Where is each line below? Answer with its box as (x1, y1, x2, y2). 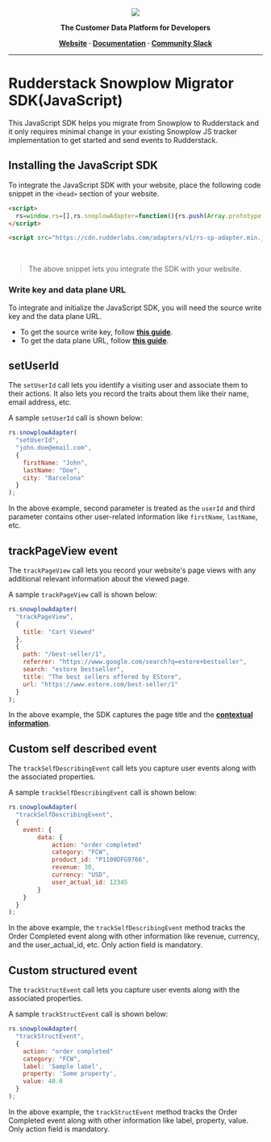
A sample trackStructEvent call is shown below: (8, 1010, 169, 1019)
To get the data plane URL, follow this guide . (19, 335, 169, 345)
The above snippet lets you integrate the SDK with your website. (27, 264, 242, 274)
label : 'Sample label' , (23, 1062, 103, 1070)
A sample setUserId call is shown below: (8, 413, 144, 423)
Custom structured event (8, 964, 138, 977)
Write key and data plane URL (8, 284, 127, 296)
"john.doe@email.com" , (15, 444, 92, 452)
